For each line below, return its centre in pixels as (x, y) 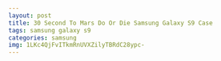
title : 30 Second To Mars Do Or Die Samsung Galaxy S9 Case (111, 23)
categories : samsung (43, 38)
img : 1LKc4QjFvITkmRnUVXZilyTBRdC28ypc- (77, 45)
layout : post (30, 15)
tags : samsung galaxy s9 (50, 30)
